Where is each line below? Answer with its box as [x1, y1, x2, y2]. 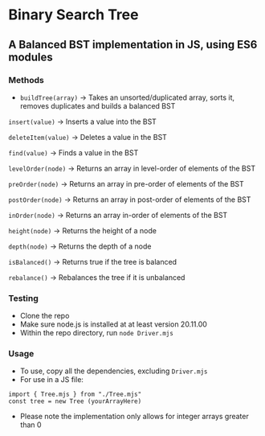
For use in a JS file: [19, 375, 84, 385]
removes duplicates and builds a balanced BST [19, 101, 176, 110]
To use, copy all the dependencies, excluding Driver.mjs [19, 366, 208, 376]
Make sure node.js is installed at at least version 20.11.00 [19, 319, 207, 329]
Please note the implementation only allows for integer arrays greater [19, 412, 249, 422]
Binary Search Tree [8, 6, 139, 24]
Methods [8, 74, 44, 85]
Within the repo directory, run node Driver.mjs [19, 328, 174, 338]
